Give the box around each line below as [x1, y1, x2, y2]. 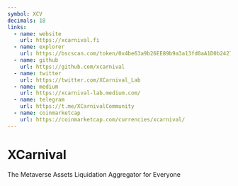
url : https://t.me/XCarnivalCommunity [20, 103, 135, 110]
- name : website [13, 30, 62, 38]
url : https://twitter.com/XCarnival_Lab [20, 76, 141, 84]
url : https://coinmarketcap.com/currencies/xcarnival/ [20, 116, 186, 123]
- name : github [13, 57, 59, 64]
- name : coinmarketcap [13, 109, 81, 116]
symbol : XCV [7, 10, 42, 18]
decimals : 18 [7, 17, 46, 24]
